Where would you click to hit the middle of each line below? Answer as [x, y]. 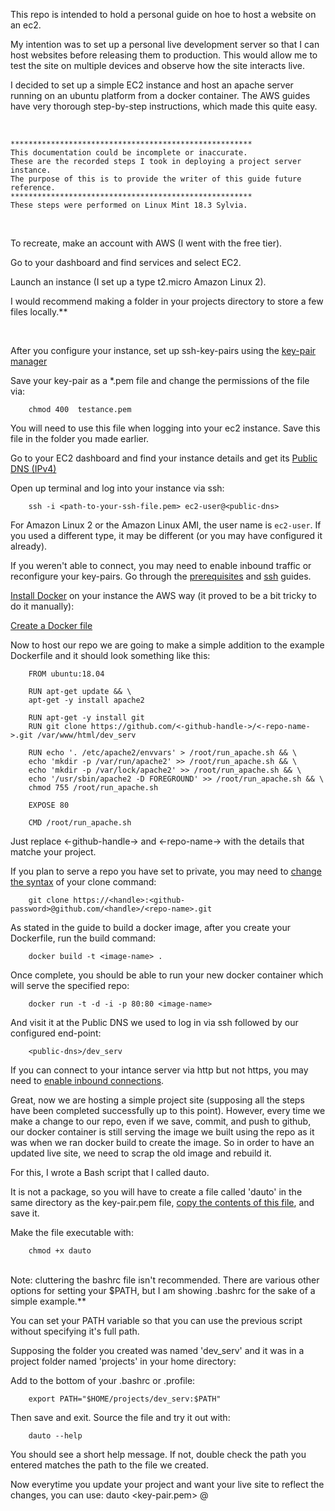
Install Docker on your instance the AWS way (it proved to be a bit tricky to [163, 595]
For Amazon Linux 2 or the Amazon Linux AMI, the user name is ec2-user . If [166, 525]
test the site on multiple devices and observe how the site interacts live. [157, 65]
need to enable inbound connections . [87, 1080]
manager [29, 361]
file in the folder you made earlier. [80, 438]
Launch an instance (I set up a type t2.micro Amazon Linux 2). [138, 282]
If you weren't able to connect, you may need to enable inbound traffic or [161, 565]
